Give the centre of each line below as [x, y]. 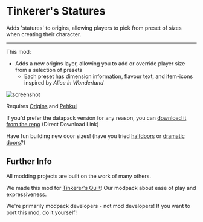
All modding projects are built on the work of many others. [79, 176]
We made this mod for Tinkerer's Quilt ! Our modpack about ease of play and [101, 188]
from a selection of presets [49, 70]
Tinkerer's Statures [56, 11]
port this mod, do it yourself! [42, 212]
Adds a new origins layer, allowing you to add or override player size [100, 63]
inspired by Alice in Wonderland [64, 82]
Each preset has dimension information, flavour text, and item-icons [108, 76]
